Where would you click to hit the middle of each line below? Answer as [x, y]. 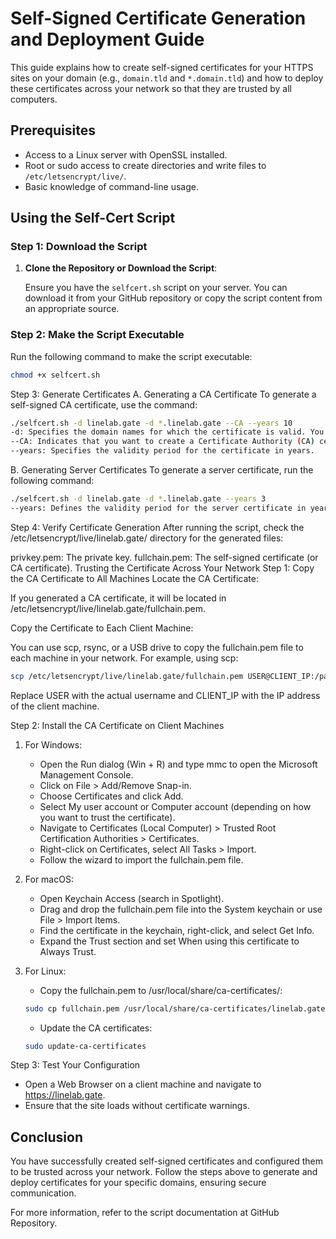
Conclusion [47, 1137]
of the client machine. [55, 706]
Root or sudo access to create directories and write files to [145, 165]
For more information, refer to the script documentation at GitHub [145, 1213]
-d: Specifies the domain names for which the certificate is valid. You [167, 432]
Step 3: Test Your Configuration [75, 1065]
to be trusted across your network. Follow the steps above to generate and [164, 1172]
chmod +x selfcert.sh [55, 375]
